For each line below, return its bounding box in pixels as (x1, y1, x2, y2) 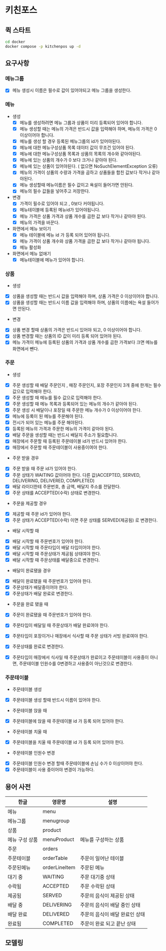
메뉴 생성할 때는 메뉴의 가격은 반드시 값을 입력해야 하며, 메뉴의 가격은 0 (19, 125, 158, 132)
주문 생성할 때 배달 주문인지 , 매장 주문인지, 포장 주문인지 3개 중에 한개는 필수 (12, 382, 162, 388)
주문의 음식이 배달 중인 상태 (80, 902, 141, 908)
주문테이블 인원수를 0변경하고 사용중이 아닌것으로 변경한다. (19, 660, 133, 666)
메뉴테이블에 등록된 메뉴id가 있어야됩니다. (19, 207, 101, 213)
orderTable (42, 854, 68, 861)
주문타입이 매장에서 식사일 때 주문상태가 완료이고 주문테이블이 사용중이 (12, 654, 149, 660)
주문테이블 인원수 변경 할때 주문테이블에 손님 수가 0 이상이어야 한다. (12, 760, 144, 766)
